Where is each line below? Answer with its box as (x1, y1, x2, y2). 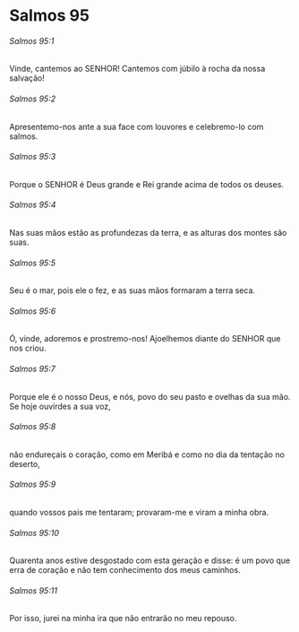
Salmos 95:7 (9, 364, 56, 374)
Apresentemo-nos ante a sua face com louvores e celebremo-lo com (9, 121, 264, 132)
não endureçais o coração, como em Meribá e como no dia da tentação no (9, 449, 285, 460)
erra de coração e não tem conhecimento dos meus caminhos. (9, 565, 241, 576)
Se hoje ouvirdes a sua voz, (9, 401, 112, 411)
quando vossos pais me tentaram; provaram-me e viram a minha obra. (9, 507, 269, 518)
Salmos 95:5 (9, 257, 56, 268)
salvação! (9, 73, 45, 83)
